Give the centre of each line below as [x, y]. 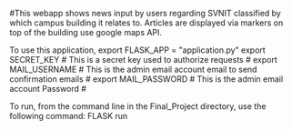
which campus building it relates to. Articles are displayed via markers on [146, 23]
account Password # [48, 89]
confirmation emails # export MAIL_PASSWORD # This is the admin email [146, 79]
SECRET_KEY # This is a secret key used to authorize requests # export [143, 60]
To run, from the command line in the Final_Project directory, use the [138, 106]
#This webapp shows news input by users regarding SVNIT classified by [146, 13]
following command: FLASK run [69, 116]
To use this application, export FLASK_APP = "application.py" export [137, 50]
